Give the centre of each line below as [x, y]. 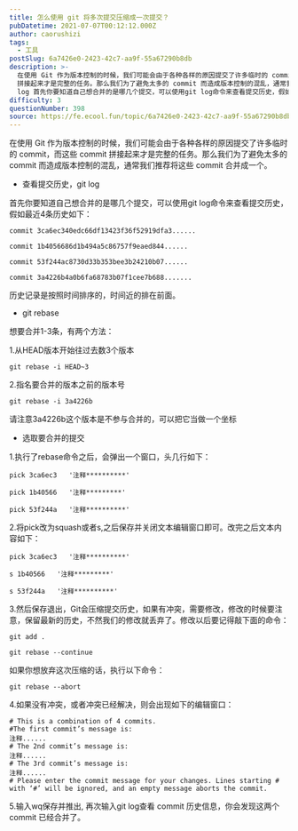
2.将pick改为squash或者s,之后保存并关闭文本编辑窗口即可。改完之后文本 [142, 527]
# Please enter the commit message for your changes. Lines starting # [144, 781]
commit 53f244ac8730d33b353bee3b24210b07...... [99, 262]
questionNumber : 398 [47, 108]
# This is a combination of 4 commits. [83, 722]
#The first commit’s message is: [71, 730]
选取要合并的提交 [53, 438]
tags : [19, 42]
